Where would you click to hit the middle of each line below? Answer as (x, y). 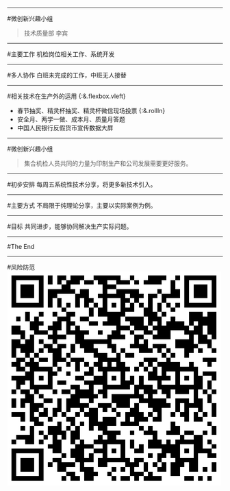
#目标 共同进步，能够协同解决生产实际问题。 (70, 226)
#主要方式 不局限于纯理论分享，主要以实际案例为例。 (82, 205)
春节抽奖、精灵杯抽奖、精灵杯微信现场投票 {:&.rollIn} (91, 111)
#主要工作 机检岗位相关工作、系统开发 (61, 54)
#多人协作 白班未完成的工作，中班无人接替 (67, 75)
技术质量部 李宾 (46, 33)
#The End (21, 247)
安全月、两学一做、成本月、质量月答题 (71, 119)
